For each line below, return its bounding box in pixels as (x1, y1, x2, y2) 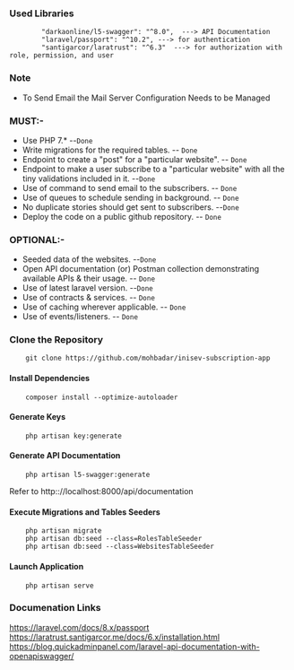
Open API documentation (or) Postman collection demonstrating (22, 264, 260, 274)
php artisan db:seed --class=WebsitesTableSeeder (25, 542, 215, 552)
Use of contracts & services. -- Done (22, 292, 155, 303)
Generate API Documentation (9, 450, 121, 461)
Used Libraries (9, 7, 74, 20)
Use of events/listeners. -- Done (22, 311, 139, 322)
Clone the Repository (9, 334, 104, 346)
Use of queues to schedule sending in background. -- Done (22, 192, 239, 203)
